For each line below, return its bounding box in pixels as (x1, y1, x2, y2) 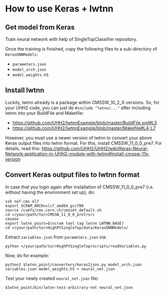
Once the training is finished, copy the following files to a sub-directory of (5, 46, 157, 52)
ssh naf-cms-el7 (5, 199, 39, 204)
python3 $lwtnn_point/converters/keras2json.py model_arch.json (5, 262, 142, 267)
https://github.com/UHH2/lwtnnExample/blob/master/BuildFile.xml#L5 (12, 120, 157, 126)
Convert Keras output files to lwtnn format (5, 171, 140, 179)
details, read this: (5, 145, 41, 151)
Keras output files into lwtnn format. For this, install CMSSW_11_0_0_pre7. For (5, 140, 162, 146)
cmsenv (5, 216, 19, 221)
